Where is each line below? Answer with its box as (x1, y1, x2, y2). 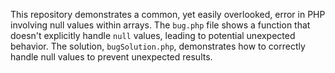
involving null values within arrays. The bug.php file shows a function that (10, 19, 311, 31)
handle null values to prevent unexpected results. (10, 51, 213, 63)
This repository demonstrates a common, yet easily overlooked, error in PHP (10, 9, 326, 20)
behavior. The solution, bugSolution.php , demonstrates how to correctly (10, 40, 306, 52)
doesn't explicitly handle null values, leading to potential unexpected (10, 30, 296, 41)
